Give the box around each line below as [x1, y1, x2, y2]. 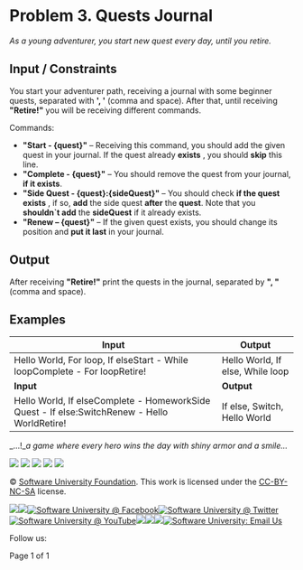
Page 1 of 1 [9, 550, 50, 561]
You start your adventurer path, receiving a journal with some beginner [9, 85, 272, 96]
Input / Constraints [9, 61, 117, 77]
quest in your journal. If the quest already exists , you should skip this [22, 149, 282, 160]
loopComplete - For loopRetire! [14, 365, 147, 378]
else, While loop [221, 365, 289, 378]
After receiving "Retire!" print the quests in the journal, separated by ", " [9, 276, 280, 287]
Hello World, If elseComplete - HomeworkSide [14, 395, 211, 407]
